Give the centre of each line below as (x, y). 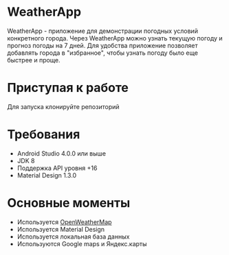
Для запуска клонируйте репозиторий (63, 106)
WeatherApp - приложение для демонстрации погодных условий (102, 31)
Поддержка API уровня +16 (57, 168)
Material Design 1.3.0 (47, 175)
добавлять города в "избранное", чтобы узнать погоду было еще (102, 53)
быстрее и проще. (34, 60)
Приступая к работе (68, 88)
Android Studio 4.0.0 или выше (62, 153)
